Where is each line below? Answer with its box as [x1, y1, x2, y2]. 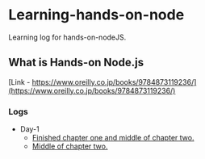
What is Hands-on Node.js [8, 56, 144, 69]
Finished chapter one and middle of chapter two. [31, 133, 195, 143]
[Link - [8, 77, 31, 86]
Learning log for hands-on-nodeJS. [8, 32, 127, 42]
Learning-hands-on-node [8, 6, 185, 24]
